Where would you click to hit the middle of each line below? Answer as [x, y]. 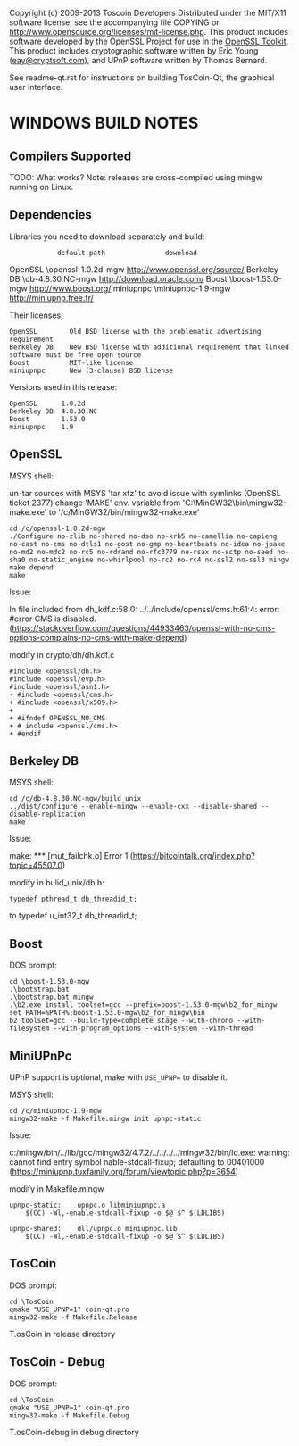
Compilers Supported [71, 156]
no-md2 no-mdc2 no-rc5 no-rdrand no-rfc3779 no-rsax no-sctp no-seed [141, 552]
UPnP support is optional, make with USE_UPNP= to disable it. [118, 1077]
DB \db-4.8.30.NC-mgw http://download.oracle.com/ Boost [118, 278]
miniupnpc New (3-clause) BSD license [91, 370]
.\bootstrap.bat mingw [51, 997]
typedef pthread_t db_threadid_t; [74, 899]
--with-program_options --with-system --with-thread [153, 1029]
